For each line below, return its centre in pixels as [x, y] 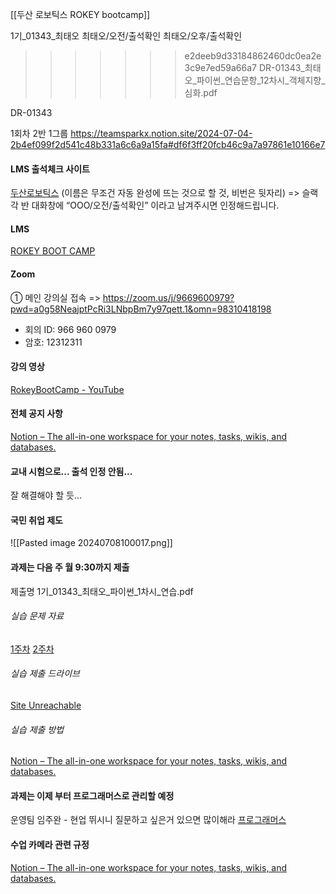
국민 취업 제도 [36, 520]
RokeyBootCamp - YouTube [67, 389]
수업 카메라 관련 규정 [50, 845]
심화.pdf [201, 92]
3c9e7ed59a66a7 [221, 67]
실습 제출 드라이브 [45, 674]
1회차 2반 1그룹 [39, 133]
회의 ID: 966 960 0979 [70, 329]
